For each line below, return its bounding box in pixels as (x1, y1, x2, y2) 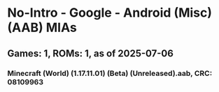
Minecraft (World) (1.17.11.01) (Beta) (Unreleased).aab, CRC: (7, 68, 213, 78)
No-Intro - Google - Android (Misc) (7, 5, 212, 21)
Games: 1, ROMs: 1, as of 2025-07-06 (7, 47, 174, 59)
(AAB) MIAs (7, 20, 77, 36)
